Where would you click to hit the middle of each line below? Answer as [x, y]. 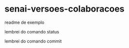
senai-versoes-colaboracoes [64, 9]
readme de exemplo [24, 22]
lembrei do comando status [32, 32]
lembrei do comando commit [33, 41]
